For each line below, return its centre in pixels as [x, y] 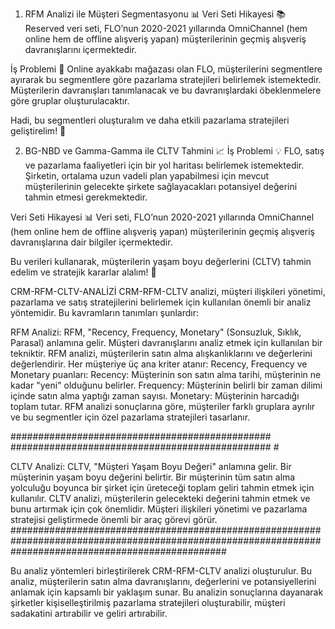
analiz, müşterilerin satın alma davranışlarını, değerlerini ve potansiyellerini [163, 581]
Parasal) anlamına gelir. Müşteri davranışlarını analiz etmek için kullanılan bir [166, 342]
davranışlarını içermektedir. [80, 49]
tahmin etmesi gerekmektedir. [86, 197]
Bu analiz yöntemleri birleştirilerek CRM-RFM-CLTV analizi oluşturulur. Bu [161, 571]
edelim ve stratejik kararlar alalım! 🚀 [83, 272]
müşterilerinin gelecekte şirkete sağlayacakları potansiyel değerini [161, 186]
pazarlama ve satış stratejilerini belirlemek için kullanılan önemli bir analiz [161, 302]
